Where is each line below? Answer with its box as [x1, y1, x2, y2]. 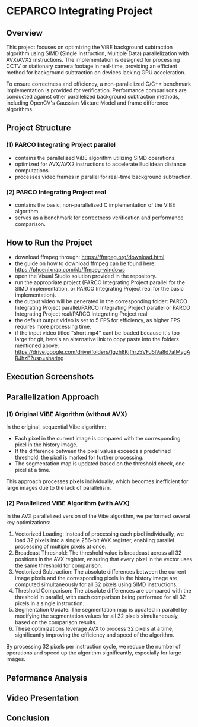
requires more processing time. [14, 323, 92, 330]
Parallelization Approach [6, 392, 100, 402]
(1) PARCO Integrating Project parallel [6, 141, 116, 149]
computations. [14, 166, 50, 174]
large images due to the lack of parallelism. [6, 484, 111, 491]
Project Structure [6, 123, 71, 133]
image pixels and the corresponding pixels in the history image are [14, 575, 178, 582]
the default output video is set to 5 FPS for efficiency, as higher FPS [14, 316, 181, 323]
